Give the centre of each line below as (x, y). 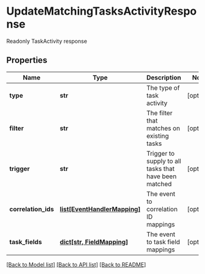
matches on (163, 128)
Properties (27, 60)
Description (164, 78)
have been (161, 176)
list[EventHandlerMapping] (100, 209)
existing (157, 135)
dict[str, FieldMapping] (94, 242)
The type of (163, 88)
